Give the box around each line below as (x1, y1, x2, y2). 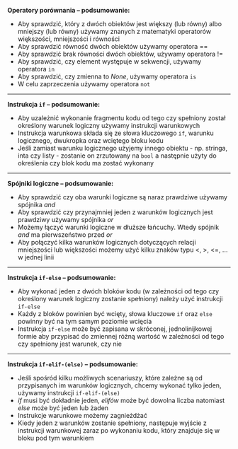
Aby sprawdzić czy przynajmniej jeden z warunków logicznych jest (17, 208, 214, 216)
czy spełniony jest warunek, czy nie (17, 339, 123, 348)
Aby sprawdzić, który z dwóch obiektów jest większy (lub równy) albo (17, 20, 222, 28)
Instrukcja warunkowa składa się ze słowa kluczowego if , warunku (17, 129, 214, 137)
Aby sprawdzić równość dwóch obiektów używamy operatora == (17, 42, 208, 50)
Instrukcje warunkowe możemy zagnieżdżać (17, 412, 147, 419)
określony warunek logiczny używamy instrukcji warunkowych (17, 122, 200, 129)
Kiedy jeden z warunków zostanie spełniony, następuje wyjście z (17, 419, 207, 427)
